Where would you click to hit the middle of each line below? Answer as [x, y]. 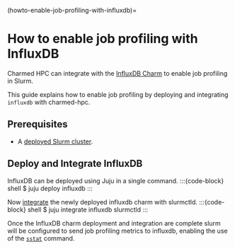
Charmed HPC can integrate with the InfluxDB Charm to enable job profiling [117, 73]
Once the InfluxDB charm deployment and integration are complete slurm [114, 223]
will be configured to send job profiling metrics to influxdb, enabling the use [117, 231]
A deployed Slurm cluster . [55, 141]
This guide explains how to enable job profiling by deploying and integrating [118, 94]
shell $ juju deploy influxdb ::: [50, 188]
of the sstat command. [41, 238]
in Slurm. [21, 81]
